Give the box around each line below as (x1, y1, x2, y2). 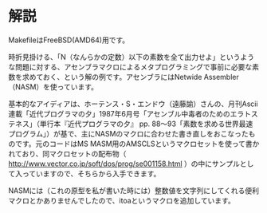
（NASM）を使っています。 (8, 81, 98, 92)
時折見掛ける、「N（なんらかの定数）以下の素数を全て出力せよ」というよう (8, 52, 255, 61)
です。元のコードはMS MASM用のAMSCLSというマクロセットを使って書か (14, 139, 260, 148)
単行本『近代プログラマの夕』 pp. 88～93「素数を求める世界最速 (39, 119, 253, 128)
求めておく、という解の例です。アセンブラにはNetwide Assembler (22, 72, 239, 81)
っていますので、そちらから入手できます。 (22, 168, 161, 178)
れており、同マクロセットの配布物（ (8, 148, 127, 158)
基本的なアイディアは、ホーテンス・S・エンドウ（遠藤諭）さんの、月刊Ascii (8, 99, 258, 108)
